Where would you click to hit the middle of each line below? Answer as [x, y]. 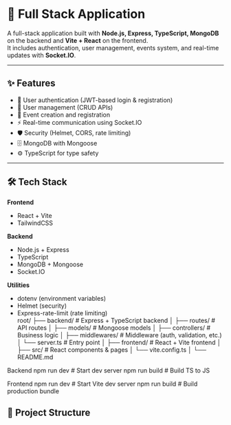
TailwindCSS [35, 223]
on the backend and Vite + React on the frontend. [78, 40]
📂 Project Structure [49, 412]
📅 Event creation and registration [64, 115]
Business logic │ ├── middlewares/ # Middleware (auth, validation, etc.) [119, 335]
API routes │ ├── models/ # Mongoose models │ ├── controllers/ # [114, 328]
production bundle [33, 391]
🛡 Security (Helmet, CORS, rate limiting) [74, 132]
